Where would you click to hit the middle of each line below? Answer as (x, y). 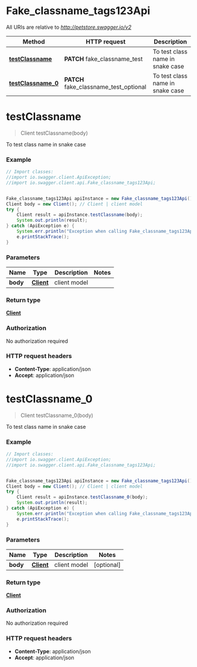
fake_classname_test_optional (105, 86)
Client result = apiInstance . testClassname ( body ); (80, 215)
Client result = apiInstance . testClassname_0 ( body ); (82, 497)
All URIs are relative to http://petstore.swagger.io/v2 (69, 27)
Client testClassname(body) (54, 133)
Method (34, 41)
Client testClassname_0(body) (57, 415)
